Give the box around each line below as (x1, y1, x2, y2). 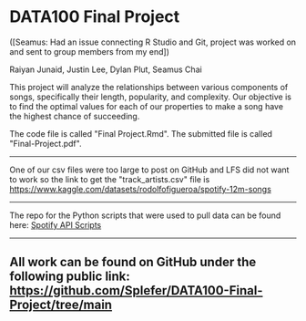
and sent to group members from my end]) (9, 46, 170, 57)
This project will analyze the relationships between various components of (9, 81, 289, 92)
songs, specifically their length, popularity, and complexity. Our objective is (9, 91, 291, 102)
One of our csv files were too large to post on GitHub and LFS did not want (9, 164, 290, 175)
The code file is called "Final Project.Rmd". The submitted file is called (9, 128, 273, 139)
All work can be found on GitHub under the (9, 254, 257, 270)
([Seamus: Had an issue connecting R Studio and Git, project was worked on (9, 36, 297, 47)
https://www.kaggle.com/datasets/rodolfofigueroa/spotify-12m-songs (9, 183, 271, 194)
